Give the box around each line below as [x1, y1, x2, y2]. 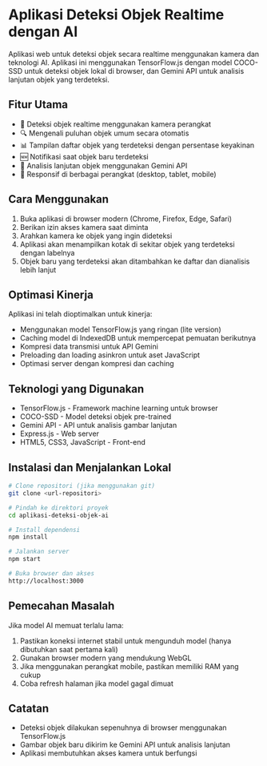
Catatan [8, 701, 50, 715]
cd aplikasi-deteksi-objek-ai [8, 511, 110, 519]
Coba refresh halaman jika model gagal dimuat [19, 679, 173, 688]
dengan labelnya [19, 248, 75, 257]
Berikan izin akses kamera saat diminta [19, 222, 149, 232]
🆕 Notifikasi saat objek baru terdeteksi [19, 151, 149, 161]
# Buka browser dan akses [8, 570, 94, 578]
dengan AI [8, 22, 78, 41]
